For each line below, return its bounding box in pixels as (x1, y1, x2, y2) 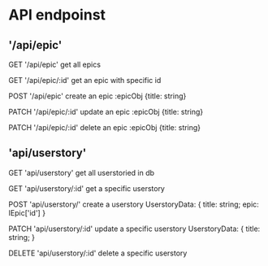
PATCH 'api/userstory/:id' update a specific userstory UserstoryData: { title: (8, 224, 261, 233)
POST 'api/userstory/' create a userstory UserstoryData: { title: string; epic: (8, 199, 260, 209)
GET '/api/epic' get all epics (8, 59, 102, 69)
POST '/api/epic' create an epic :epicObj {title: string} (8, 91, 187, 101)
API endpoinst (8, 6, 106, 24)
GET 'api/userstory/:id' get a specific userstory (8, 183, 165, 193)
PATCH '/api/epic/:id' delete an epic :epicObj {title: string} (8, 123, 201, 132)
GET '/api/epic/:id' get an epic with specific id (8, 76, 162, 85)
